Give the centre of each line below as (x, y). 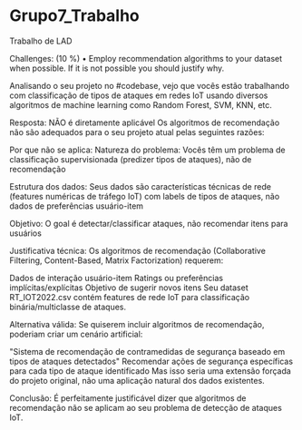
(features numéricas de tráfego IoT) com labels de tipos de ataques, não (145, 196)
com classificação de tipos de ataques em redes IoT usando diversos (139, 95)
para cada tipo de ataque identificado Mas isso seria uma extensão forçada (151, 371)
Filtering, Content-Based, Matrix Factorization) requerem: (117, 260)
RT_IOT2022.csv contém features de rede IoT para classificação (130, 297)
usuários (26, 233)
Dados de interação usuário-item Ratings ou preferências (117, 278)
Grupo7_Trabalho (75, 16)
